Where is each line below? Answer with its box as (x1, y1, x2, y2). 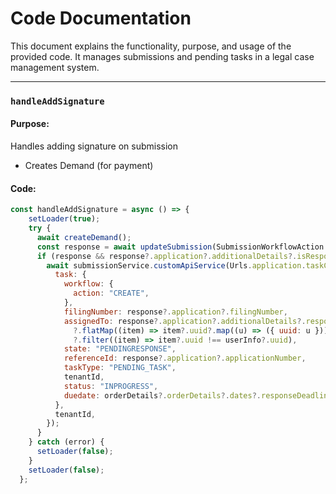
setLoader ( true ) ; (28, 214, 101, 224)
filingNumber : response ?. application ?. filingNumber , (63, 307, 288, 317)
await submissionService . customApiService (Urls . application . (46, 260, 307, 271)
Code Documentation (10, 7, 192, 30)
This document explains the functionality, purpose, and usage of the (10, 40, 292, 52)
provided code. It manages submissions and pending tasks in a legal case (10, 50, 315, 62)
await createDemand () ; (36, 232, 132, 242)
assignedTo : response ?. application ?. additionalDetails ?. (63, 316, 307, 326)
